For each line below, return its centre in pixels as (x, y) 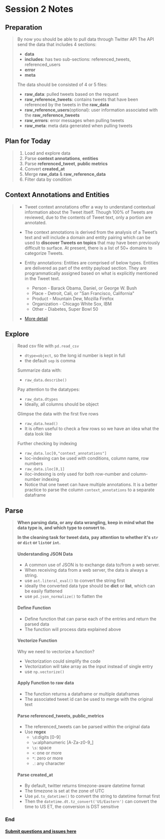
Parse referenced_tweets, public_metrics (61, 715)
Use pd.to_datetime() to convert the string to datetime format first (92, 796)
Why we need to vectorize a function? (56, 651)
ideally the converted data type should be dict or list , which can (90, 586)
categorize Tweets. (44, 253)
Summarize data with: (39, 370)
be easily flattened (43, 591)
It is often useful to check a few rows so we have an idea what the (92, 429)
